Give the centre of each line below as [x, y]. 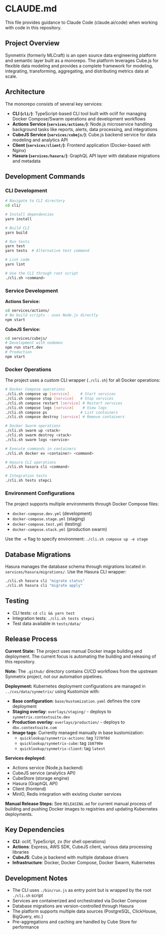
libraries [21, 852]
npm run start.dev [24, 348]
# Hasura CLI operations [31, 462]
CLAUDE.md [31, 9]
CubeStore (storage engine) [41, 778]
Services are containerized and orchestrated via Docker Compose [80, 901]
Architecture [25, 92]
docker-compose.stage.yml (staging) [49, 519]
